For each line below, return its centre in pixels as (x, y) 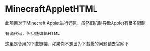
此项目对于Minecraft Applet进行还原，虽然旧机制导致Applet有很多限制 (75, 23)
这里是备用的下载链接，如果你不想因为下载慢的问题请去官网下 (67, 43)
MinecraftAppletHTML (52, 9)
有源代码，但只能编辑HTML (33, 33)
